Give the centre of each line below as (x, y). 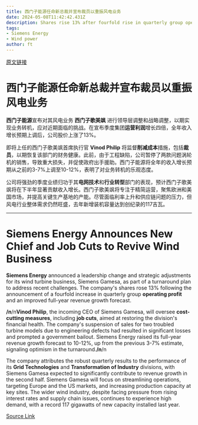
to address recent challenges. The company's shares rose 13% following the (99, 288)
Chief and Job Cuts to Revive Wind (93, 246)
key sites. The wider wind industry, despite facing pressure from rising (92, 392)
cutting (15, 318)
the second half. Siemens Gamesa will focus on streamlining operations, (93, 379)
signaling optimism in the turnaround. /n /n (57, 349)
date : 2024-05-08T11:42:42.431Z (46, 17)
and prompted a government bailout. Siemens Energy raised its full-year (94, 337)
